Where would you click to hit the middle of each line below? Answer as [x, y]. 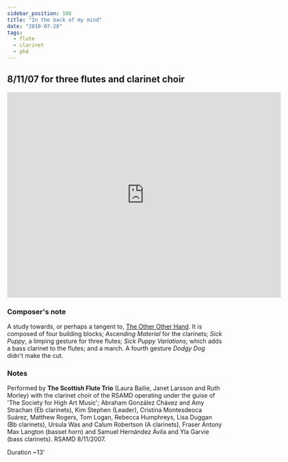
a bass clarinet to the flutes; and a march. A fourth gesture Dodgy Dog [106, 348]
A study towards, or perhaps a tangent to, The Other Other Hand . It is [105, 326]
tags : [15, 33]
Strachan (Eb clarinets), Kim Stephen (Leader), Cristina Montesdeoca [105, 410]
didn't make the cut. [35, 355]
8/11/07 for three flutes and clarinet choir [96, 79]
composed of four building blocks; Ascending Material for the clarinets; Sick [115, 333]
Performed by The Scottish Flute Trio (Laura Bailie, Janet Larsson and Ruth [114, 388]
